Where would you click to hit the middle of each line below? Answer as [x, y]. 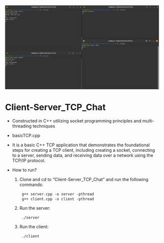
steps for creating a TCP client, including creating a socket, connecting [83, 150]
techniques [44, 126]
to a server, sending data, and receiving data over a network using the [83, 155]
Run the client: [34, 227]
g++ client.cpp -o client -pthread [58, 199]
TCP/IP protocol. [29, 161]
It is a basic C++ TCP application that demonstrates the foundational [81, 145]
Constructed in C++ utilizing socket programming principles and [77, 121]
